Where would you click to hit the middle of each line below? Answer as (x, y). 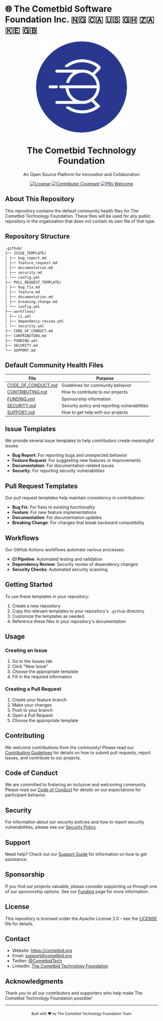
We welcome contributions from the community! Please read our (70, 747)
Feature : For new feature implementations (54, 512)
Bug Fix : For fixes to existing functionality (54, 507)
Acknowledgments (34, 981)
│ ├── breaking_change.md (31, 302)
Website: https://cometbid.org (42, 951)
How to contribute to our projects (94, 392)
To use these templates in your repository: (47, 596)
